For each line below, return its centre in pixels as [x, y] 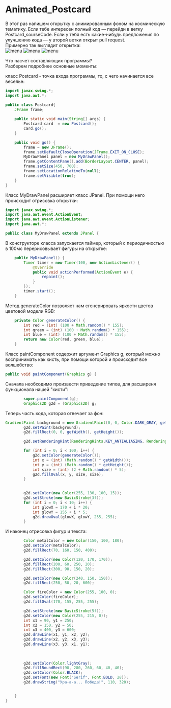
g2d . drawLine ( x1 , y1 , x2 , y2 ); [57, 635]
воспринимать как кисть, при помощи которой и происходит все [76, 359]
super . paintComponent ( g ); [51, 399]
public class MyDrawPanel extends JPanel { [52, 234]
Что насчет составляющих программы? [49, 60]
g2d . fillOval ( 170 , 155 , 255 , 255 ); [61, 602]
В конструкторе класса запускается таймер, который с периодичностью [85, 243]
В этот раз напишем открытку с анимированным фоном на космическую [85, 24]
